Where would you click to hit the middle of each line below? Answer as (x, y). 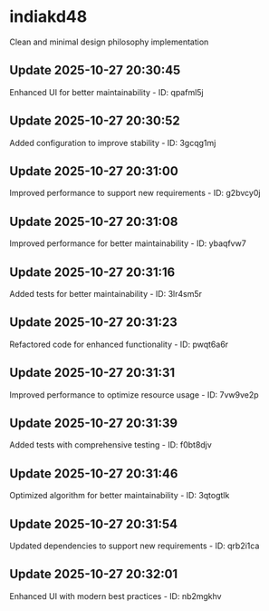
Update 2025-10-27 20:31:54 (94, 524)
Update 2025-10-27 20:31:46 (94, 473)
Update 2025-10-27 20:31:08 (94, 221)
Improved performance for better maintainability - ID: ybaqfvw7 (128, 243)
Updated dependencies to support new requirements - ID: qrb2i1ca (134, 546)
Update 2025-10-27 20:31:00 (94, 171)
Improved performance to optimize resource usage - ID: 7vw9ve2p (134, 394)
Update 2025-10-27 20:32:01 (94, 574)
